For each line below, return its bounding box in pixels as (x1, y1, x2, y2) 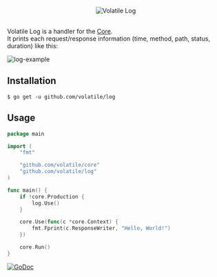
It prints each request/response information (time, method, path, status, (7, 34, 211, 43)
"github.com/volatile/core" (19, 162, 100, 169)
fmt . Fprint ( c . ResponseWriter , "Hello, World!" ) (32, 225, 171, 232)
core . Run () (19, 244, 51, 251)
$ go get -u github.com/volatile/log (7, 93, 116, 100)
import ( (7, 143, 32, 150)
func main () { (7, 187, 48, 194)
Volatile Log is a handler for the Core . (7, 28, 113, 35)
